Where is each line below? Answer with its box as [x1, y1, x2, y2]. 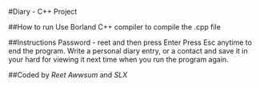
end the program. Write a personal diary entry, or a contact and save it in [8, 46, 248, 55]
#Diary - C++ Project [8, 7, 78, 16]
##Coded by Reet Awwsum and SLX [8, 70, 128, 79]
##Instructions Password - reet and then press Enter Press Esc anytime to [8, 38, 252, 47]
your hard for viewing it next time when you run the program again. [8, 55, 230, 64]
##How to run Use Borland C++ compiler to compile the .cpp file [8, 22, 222, 31]
